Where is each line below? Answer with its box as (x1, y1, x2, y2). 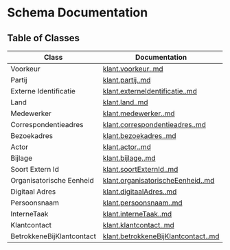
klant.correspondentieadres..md (102, 120, 206, 129)
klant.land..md (102, 98, 149, 107)
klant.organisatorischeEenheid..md (102, 176, 215, 185)
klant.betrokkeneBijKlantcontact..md (102, 231, 220, 241)
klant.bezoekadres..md (102, 131, 176, 140)
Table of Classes (7, 32, 80, 44)
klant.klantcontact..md (102, 220, 174, 229)
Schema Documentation (7, 5, 148, 21)
